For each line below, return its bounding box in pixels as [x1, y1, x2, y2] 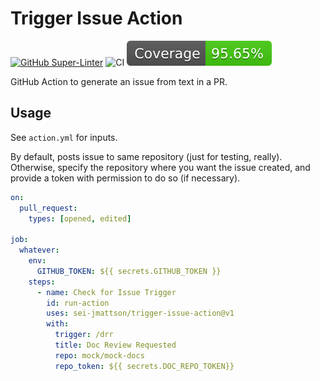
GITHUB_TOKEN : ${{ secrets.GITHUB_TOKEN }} [36, 266, 222, 276]
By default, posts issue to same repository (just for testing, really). [10, 150, 283, 162]
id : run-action [46, 298, 110, 308]
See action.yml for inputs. [10, 131, 118, 143]
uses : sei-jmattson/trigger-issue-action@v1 [46, 308, 235, 319]
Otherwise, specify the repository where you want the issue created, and [10, 161, 311, 173]
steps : [28, 277, 56, 287]
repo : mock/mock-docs [54, 350, 145, 361]
